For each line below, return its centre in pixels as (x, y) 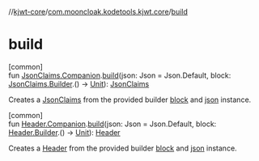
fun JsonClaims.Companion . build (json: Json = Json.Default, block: (120, 75)
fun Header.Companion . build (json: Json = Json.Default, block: (113, 124)
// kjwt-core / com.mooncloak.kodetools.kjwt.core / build (98, 12)
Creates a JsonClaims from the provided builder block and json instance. (130, 100)
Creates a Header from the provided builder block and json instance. (123, 148)
